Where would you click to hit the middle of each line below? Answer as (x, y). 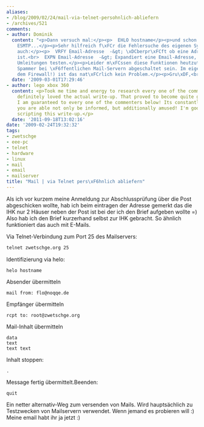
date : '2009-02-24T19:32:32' (43, 125)
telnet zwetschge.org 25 (38, 248)
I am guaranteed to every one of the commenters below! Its (95, 102)
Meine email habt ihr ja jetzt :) (43, 417)
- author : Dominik (29, 35)
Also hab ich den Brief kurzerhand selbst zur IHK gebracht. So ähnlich (94, 218)
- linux (16, 159)
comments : (19, 29)
